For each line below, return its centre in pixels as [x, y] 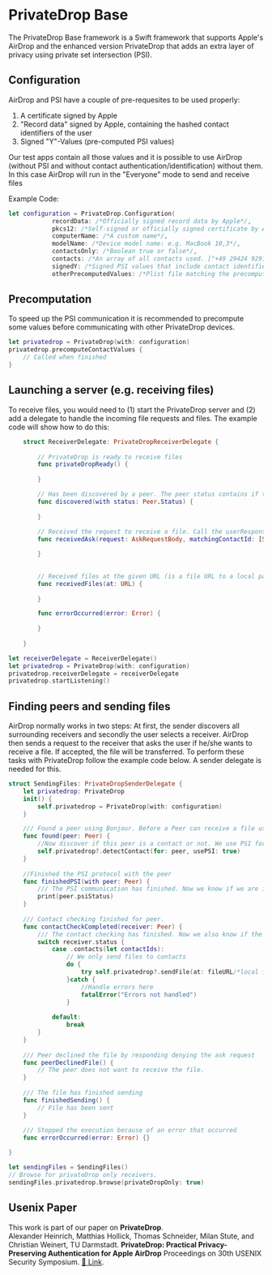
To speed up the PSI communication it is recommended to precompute [126, 319]
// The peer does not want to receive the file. [121, 1070]
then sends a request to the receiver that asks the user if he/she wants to [130, 743]
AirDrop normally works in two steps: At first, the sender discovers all [124, 726]
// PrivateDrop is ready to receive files [110, 457]
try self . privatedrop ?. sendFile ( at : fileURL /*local [170, 972]
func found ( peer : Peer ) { [67, 836]
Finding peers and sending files [90, 706]
